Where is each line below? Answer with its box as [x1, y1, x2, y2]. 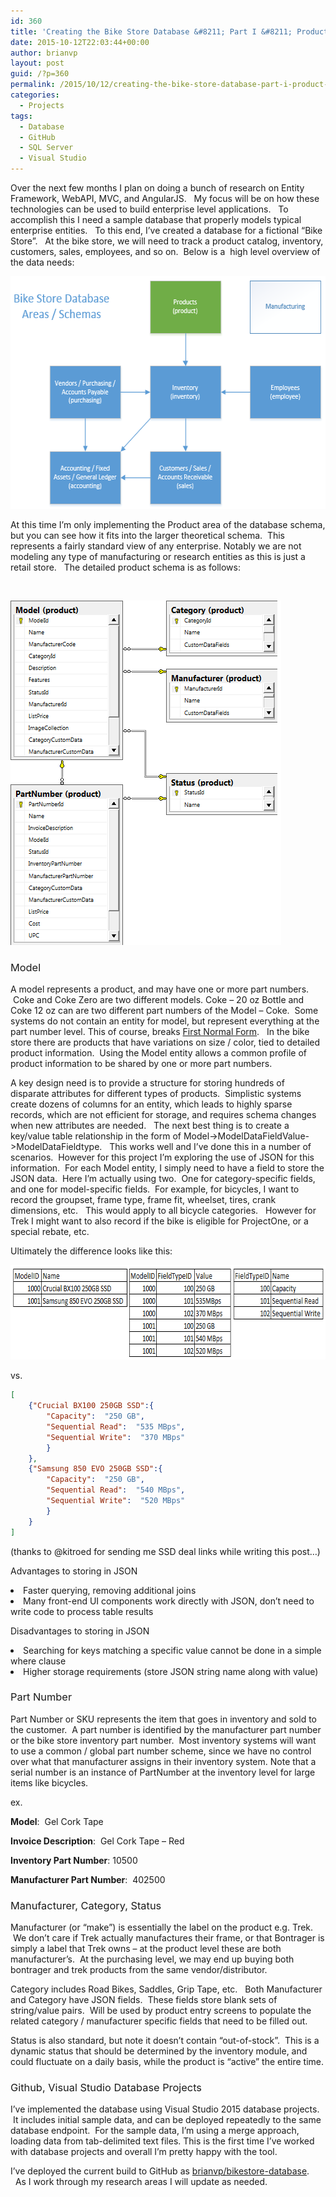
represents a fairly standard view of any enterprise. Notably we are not [10, 540, 302, 552]
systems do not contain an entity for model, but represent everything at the [10, 1015, 320, 1027]
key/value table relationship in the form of [10, 1130, 182, 1142]
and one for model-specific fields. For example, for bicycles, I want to [10, 1183, 300, 1195]
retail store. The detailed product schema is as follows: [10, 561, 241, 573]
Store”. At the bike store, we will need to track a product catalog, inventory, [10, 235, 324, 247]
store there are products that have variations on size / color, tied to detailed [10, 1036, 321, 1049]
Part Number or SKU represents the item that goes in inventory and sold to [10, 1713, 317, 1725]
